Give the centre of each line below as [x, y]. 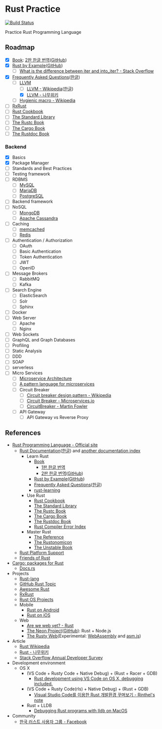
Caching [20, 223]
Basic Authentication [40, 251]
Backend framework [32, 201]
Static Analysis [27, 351]
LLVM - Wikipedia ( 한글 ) [50, 89]
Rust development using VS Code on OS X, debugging [89, 678]
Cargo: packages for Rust [38, 563]
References [23, 433]
